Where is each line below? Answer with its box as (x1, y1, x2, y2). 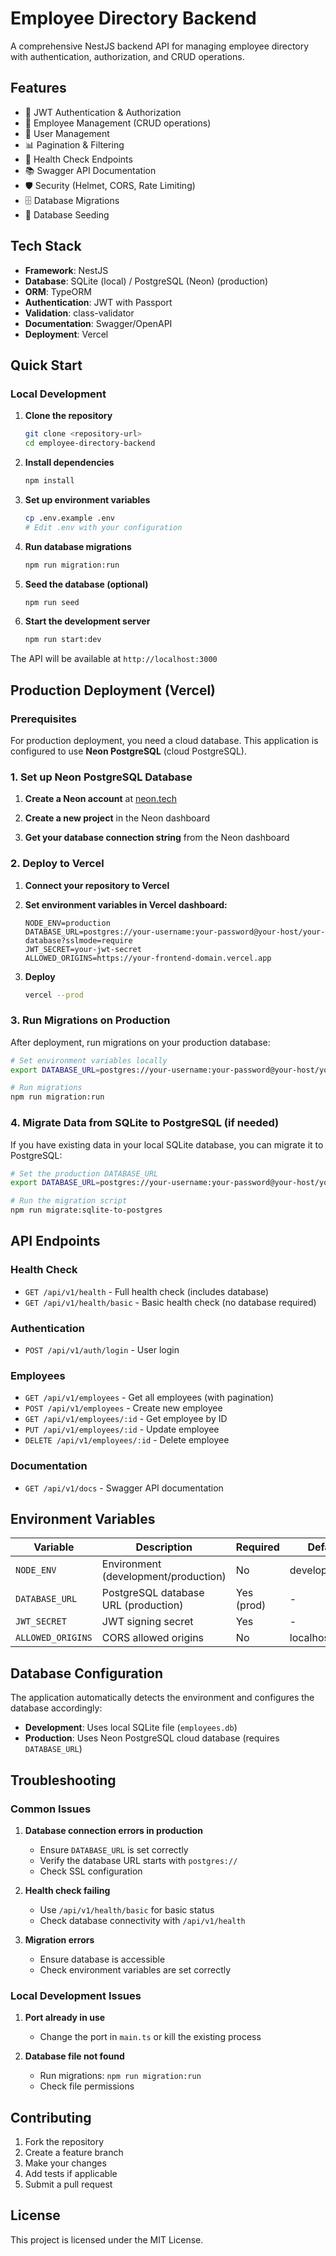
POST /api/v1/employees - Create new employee (24, 1402, 223, 1414)
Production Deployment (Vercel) (10, 682, 216, 699)
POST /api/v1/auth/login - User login (24, 1343, 180, 1356)
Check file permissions (39, 2080, 135, 2092)
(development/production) (101, 1570, 227, 1584)
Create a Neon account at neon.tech (24, 793, 177, 805)
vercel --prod (24, 990, 84, 1000)
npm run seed (24, 597, 80, 607)
